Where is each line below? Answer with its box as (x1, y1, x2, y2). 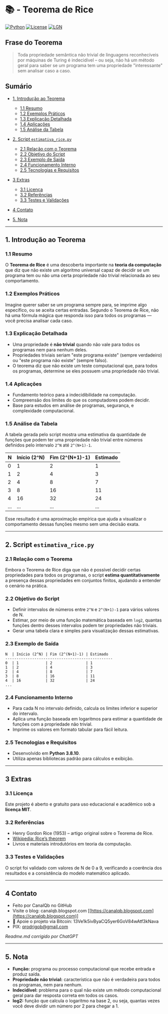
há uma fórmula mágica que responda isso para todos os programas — (5, 312, 152, 318)
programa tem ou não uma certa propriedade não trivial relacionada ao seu (5, 272, 160, 278)
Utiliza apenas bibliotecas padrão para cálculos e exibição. (12, 755, 134, 761)
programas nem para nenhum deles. (12, 346, 87, 352)
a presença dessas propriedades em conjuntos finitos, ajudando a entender (5, 577, 161, 583)
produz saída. (12, 971, 41, 977)
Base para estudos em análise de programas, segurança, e (12, 402, 134, 408)
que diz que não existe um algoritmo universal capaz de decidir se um (5, 267, 150, 273)
